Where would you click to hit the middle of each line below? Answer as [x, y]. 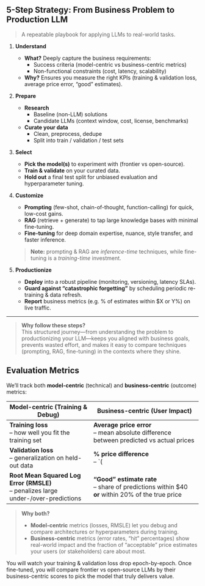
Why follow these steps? [53, 325]
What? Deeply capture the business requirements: [88, 58]
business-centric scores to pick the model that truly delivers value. [90, 576]
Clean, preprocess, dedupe [68, 133]
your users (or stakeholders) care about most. [88, 551]
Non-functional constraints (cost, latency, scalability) [100, 71]
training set [26, 440]
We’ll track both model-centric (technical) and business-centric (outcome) [102, 385]
